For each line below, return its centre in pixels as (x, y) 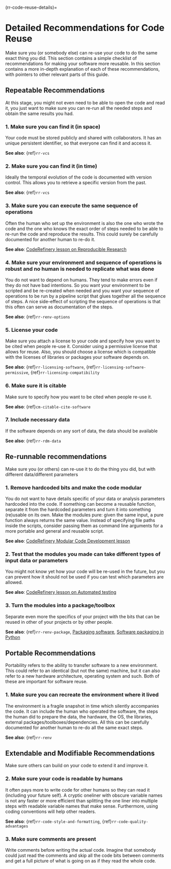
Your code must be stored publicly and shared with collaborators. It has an (83, 138)
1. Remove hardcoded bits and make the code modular (74, 487)
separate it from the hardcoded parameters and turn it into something (78, 509)
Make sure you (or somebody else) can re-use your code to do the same (81, 52)
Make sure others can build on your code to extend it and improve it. (77, 766)
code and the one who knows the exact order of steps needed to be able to (84, 228)
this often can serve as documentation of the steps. (59, 307)
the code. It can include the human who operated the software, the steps (82, 711)
